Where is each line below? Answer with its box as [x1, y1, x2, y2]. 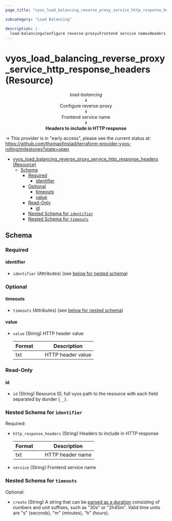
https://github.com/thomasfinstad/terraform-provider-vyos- [5, 141, 132, 147]
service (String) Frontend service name [12, 465, 96, 471]
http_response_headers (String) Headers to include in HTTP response [12, 430, 159, 436]
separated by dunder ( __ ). [12, 396, 68, 403]
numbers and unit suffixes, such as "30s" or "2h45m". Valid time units [12, 504, 160, 510]
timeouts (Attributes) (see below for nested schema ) [12, 307, 124, 313]
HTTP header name [45, 451, 92, 458]
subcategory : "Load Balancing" [5, 16, 72, 22]
